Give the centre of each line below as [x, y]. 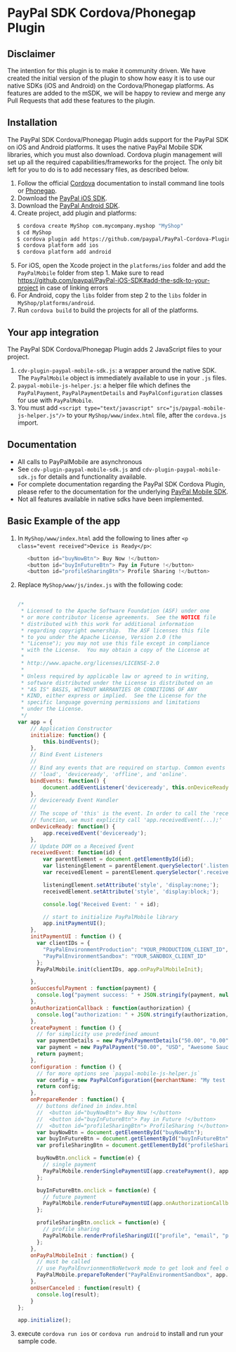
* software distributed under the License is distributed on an [117, 683]
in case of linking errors [74, 288]
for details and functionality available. [92, 477]
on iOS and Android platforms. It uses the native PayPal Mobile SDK [105, 147]
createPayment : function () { [76, 1028]
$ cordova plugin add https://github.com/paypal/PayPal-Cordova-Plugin [124, 239]
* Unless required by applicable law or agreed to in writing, [115, 676]
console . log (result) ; [68, 1294]
